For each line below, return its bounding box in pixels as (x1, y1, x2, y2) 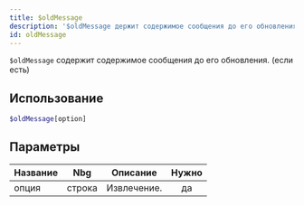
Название (14, 166, 59, 179)
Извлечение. (106, 182, 163, 194)
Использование (9, 90, 104, 106)
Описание (111, 166, 157, 179)
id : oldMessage (9, 30, 67, 39)
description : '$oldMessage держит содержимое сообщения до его (9, 22, 253, 31)
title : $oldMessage (9, 13, 83, 23)
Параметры (9, 139, 81, 154)
